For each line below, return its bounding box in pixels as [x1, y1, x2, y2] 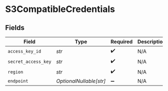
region [7, 69, 23, 74]
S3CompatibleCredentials [5, 3, 115, 15]
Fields [5, 23, 25, 32]
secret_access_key [7, 58, 51, 64]
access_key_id [7, 48, 41, 54]
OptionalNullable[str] [56, 77, 106, 84]
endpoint [7, 78, 28, 83]
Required [110, 38, 133, 45]
